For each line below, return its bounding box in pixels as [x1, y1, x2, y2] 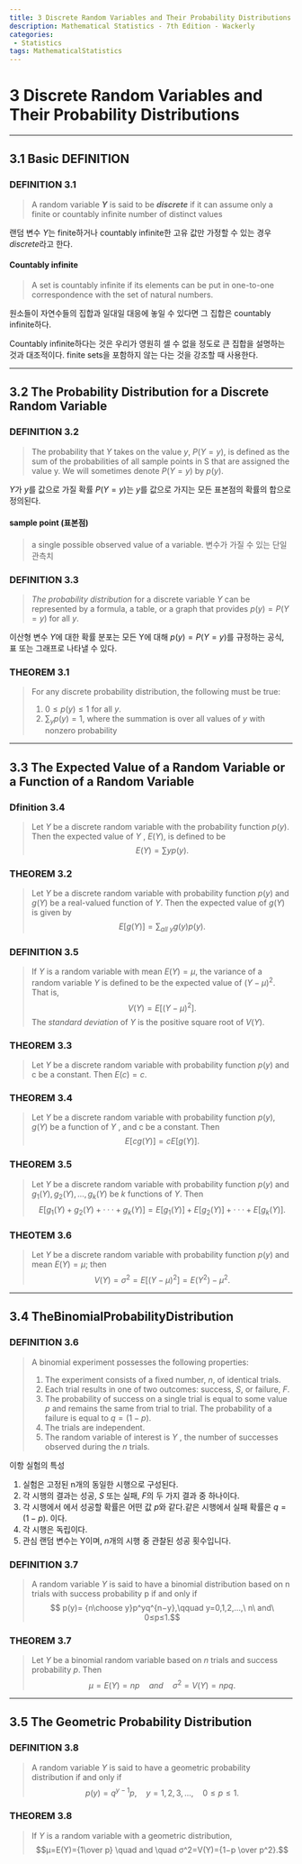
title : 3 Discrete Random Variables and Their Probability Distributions [9, 13, 292, 23]
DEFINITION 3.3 [9, 573, 79, 586]
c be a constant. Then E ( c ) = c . [31, 1068, 147, 1079]
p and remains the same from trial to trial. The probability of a [44, 1403, 272, 1414]
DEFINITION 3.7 [9, 1558, 79, 1570]
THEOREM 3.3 [9, 1039, 73, 1051]
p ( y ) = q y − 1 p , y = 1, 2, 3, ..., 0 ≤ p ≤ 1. [84, 1786, 240, 1798]
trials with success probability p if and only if [31, 1588, 198, 1599]
